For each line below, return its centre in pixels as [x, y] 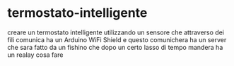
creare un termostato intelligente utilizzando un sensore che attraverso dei [116, 32]
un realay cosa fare [35, 55]
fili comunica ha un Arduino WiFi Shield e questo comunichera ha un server [117, 39]
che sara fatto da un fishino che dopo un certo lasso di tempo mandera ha [115, 47]
